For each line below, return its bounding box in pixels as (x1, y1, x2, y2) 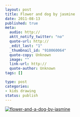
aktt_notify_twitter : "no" (9, 35, 64, 39)
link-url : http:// (9, 61, 47, 66)
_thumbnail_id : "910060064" (9, 48, 67, 53)
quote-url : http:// (9, 39, 49, 44)
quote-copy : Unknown (9, 52, 51, 58)
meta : (5, 25, 16, 30)
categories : (5, 84, 29, 89)
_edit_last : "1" (9, 43, 42, 48)
